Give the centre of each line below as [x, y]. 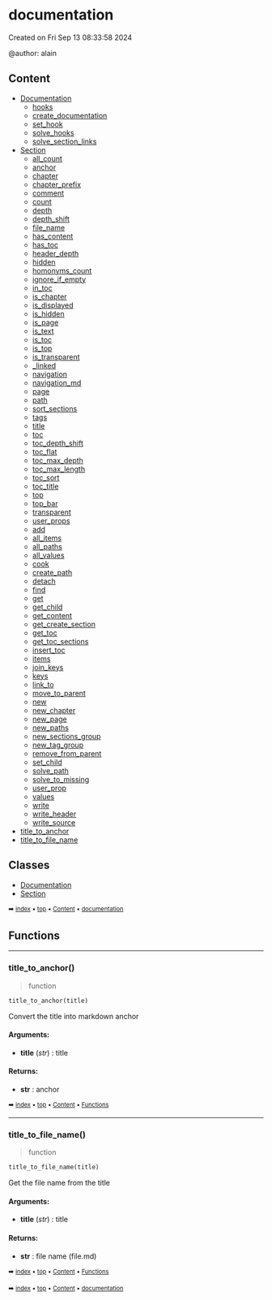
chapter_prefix [57, 184]
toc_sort [46, 477]
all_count [47, 158]
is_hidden [48, 313]
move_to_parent [59, 693]
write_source [54, 822]
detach [44, 581]
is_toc [42, 339]
